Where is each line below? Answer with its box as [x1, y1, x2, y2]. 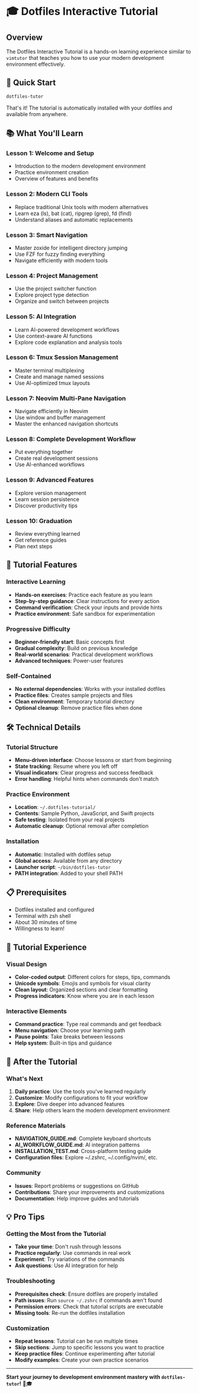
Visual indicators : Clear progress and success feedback [14, 769, 154, 776]
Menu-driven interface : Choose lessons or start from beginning [14, 757, 172, 764]
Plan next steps [14, 543, 53, 550]
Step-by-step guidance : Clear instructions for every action [14, 597, 160, 604]
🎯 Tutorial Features [6, 560, 78, 570]
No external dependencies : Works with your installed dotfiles [14, 686, 166, 693]
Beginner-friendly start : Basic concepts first [14, 638, 125, 646]
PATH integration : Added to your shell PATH [14, 869, 123, 877]
